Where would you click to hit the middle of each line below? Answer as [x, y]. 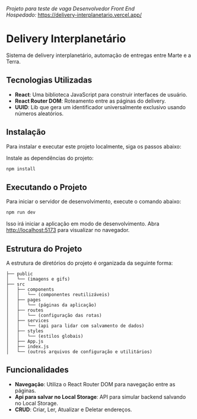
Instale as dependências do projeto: [50, 158]
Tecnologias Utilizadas [49, 80]
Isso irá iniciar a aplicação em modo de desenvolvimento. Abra [83, 224]
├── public [20, 274]
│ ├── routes [25, 310]
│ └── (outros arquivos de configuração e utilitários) [79, 352]
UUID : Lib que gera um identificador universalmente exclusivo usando [100, 107]
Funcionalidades [38, 370]
